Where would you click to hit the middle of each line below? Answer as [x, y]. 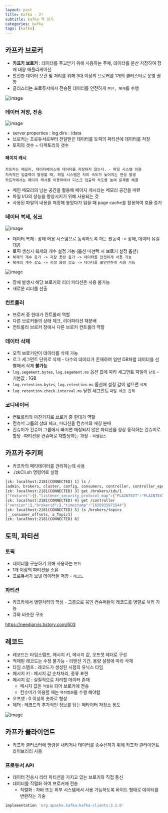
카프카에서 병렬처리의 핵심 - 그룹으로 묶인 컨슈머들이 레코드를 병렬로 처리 [83, 602]
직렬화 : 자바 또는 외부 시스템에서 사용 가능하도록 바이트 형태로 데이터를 [89, 790]
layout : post [19, 10]
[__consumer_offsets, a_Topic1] [39, 515]
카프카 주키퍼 [24, 453]
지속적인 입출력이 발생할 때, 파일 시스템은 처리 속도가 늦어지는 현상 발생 [70, 175]
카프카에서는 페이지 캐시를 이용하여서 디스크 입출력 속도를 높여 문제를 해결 [72, 180]
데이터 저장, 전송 [24, 112]
